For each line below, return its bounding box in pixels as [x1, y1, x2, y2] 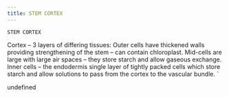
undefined [7, 83, 36, 91]
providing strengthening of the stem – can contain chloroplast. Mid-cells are [7, 48, 222, 56]
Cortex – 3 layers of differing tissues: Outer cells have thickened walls [7, 40, 205, 48]
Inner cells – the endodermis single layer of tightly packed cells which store [7, 62, 221, 70]
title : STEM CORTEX [7, 10, 63, 17]
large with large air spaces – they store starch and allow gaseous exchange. [7, 55, 222, 64]
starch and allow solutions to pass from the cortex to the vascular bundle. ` [7, 70, 219, 78]
